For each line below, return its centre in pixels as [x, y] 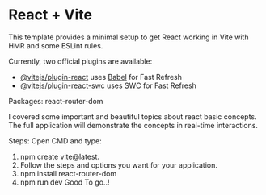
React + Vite [51, 15]
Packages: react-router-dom [56, 101]
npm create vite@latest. [59, 156]
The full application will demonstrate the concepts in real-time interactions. [133, 125]
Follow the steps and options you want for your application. [119, 165]
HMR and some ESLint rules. [56, 45]
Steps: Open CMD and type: [55, 141]
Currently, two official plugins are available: [80, 61]
